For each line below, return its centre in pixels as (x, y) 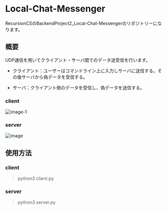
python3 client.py (36, 178)
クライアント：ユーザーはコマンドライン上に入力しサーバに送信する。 (85, 70)
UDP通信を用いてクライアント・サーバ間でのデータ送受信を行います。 (78, 60)
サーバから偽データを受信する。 (55, 77)
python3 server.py (36, 202)
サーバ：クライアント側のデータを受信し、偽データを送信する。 (78, 87)
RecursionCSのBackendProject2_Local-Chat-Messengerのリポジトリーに (81, 23)
